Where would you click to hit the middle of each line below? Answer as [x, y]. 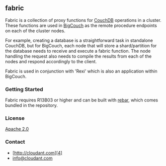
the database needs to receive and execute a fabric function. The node [78, 51]
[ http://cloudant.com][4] [37, 153]
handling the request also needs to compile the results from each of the [78, 56]
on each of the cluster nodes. [35, 31]
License [15, 118]
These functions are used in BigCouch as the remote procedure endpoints [81, 25]
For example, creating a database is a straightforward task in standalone [79, 40]
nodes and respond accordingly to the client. [51, 61]
